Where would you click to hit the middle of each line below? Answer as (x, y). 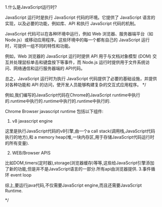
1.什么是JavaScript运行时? (31, 7)
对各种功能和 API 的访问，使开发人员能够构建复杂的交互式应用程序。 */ (76, 85)
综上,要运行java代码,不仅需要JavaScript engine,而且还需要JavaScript (74, 185)
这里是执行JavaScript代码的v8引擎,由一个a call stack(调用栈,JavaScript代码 (80, 131)
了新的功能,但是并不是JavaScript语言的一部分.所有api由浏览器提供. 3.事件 (78, 169)
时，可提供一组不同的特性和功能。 (39, 46)
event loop (21, 175)
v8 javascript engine (32, 121)
